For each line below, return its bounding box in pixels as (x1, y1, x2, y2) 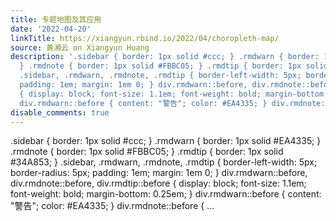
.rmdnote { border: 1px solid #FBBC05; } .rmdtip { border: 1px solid (10, 146, 284, 158)
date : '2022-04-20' (10, 24, 92, 34)
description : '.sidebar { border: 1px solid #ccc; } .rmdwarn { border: (10, 52, 320, 62)
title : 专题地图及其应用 (10, 14, 102, 25)
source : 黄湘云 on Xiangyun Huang (10, 42, 150, 53)
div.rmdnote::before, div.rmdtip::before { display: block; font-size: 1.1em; (10, 177, 307, 190)
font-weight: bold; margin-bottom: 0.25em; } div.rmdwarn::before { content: (10, 188, 322, 200)
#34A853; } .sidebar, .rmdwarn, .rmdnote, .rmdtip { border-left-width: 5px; (10, 156, 318, 168)
